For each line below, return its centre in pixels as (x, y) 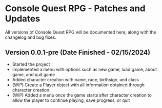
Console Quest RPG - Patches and (75, 8)
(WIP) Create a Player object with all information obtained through (78, 85)
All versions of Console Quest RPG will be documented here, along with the (81, 32)
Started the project (31, 64)
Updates (23, 19)
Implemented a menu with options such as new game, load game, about (84, 69)
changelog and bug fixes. (30, 37)
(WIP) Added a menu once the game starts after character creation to (82, 95)
